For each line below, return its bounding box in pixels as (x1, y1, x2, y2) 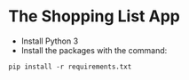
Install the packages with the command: (20, 44, 168, 55)
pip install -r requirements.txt (8, 62, 132, 71)
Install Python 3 (20, 36, 79, 46)
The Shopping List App (8, 6, 181, 27)
